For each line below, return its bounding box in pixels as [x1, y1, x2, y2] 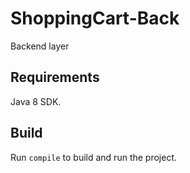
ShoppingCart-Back [10, 7, 180, 30]
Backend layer [10, 40, 70, 52]
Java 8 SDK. [10, 95, 62, 107]
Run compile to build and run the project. [10, 151, 178, 163]
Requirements [10, 69, 100, 86]
